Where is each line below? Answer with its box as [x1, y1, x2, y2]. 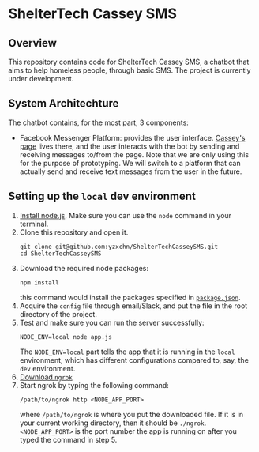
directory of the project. [19, 309, 97, 318]
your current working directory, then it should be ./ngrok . [19, 418, 207, 428]
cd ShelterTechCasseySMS [19, 250, 102, 258]
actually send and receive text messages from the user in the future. [19, 167, 242, 176]
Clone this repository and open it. [19, 227, 129, 237]
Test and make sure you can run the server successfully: [19, 318, 205, 327]
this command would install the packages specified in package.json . [19, 292, 241, 302]
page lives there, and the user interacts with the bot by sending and [19, 141, 240, 151]
